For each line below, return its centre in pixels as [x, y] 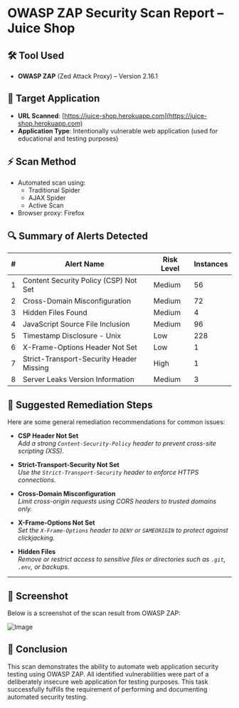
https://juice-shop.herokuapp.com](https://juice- [136, 116]
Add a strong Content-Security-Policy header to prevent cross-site [117, 443]
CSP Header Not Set [48, 436]
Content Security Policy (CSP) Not [80, 281]
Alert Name [85, 264]
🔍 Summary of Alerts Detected [78, 236]
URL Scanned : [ [41, 116]
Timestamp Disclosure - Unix [72, 336]
